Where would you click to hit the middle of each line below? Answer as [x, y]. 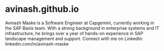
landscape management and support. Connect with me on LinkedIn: [74, 39]
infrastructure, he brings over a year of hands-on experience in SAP [74, 33]
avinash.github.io [42, 9]
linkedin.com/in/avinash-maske [37, 44]
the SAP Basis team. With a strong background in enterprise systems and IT [82, 28]
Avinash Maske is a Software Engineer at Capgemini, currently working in [80, 23]
